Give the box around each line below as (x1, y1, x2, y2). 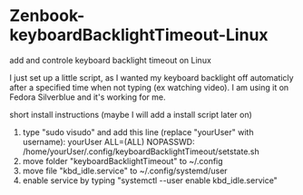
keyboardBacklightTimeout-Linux (9, 24, 269, 45)
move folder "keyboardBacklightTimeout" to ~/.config (22, 155, 224, 166)
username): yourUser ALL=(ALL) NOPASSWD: (22, 136, 195, 147)
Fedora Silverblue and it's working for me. (9, 92, 166, 102)
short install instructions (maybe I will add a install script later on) (9, 109, 252, 120)
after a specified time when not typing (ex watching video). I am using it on (9, 82, 289, 93)
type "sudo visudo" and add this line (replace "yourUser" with (22, 126, 254, 137)
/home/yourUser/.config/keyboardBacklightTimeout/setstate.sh (22, 146, 260, 157)
